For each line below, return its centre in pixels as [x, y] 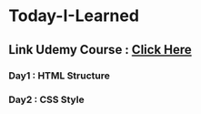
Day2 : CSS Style [46, 99]
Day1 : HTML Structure [60, 76]
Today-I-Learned [74, 16]
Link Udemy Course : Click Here [100, 50]
